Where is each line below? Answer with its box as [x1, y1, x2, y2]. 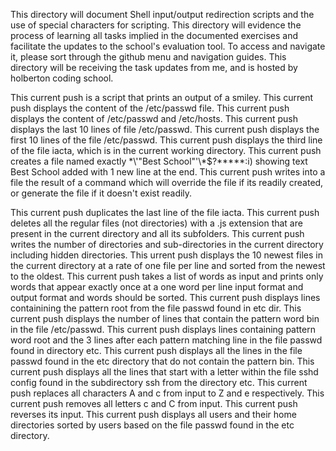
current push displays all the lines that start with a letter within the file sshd [10, 366, 319, 378]
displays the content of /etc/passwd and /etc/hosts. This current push [10, 113, 298, 124]
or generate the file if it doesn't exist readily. [10, 187, 193, 199]
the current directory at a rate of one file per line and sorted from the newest [10, 260, 326, 271]
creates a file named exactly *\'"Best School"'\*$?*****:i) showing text [10, 155, 308, 167]
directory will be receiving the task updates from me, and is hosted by [10, 62, 298, 73]
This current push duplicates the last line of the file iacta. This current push [10, 207, 320, 218]
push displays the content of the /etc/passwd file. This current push [10, 102, 290, 114]
